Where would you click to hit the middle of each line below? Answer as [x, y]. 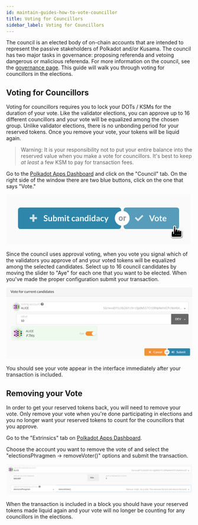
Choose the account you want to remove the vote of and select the [87, 449]
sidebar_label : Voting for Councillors [55, 25]
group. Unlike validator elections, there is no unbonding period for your [92, 126]
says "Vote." [21, 186]
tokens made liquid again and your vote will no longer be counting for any [95, 510]
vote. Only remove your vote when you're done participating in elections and [99, 414]
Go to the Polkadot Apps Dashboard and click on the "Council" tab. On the [97, 174]
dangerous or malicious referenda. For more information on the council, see [98, 62]
